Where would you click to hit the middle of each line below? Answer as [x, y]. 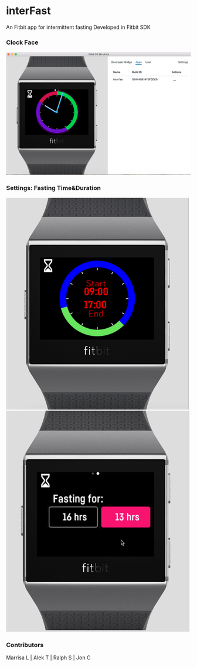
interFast [28, 11]
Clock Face [22, 42]
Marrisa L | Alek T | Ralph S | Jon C [48, 658]
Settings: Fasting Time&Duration [54, 188]
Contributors [25, 645]
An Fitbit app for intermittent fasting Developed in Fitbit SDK [78, 27]
